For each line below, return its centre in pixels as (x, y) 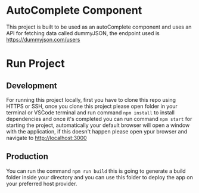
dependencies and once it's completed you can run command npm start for (99, 119)
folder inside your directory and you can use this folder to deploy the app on (100, 177)
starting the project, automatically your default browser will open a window (98, 125)
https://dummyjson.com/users (43, 39)
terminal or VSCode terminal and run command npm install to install (90, 112)
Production (27, 156)
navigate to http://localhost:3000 (47, 138)
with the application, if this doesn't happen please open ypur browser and (97, 131)
